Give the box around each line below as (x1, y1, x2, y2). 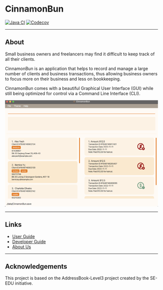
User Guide (12, 233, 35, 239)
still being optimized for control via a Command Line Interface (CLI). (5, 90, 141, 96)
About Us (12, 244, 32, 250)
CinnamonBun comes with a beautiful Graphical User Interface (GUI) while (5, 85, 154, 91)
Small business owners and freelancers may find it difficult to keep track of (5, 51, 155, 57)
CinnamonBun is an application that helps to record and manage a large (5, 66, 148, 71)
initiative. (15, 280, 33, 286)
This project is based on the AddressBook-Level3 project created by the (5, 275, 149, 281)
